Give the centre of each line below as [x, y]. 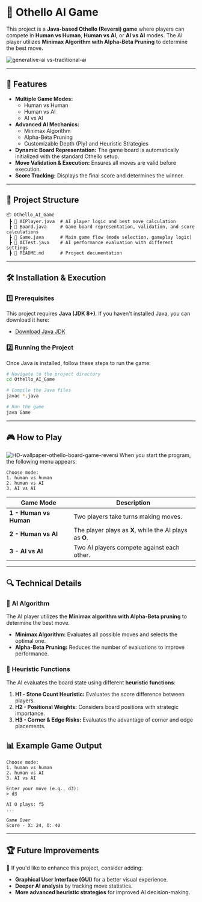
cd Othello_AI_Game [31, 379]
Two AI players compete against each [127, 547]
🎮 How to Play [34, 437]
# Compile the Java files [38, 390]
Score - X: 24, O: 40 [33, 826]
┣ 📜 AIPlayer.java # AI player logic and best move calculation [92, 221]
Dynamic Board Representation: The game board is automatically [97, 150]
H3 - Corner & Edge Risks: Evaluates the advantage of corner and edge [104, 719]
